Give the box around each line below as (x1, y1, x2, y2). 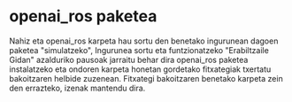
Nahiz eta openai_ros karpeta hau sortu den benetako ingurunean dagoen (9, 35, 279, 46)
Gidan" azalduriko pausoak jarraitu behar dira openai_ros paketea (9, 54, 249, 65)
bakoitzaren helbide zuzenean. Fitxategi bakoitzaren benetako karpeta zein (9, 73, 283, 83)
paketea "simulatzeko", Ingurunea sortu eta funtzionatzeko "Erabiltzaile (9, 44, 270, 55)
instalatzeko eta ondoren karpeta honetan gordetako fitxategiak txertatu (9, 64, 272, 75)
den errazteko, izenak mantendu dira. (9, 82, 146, 93)
